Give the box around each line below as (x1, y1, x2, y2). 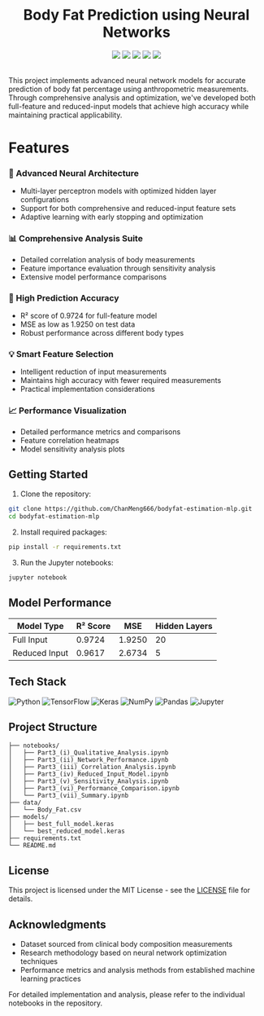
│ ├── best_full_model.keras (8, 820, 115, 829)
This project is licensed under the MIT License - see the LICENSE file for (8, 886, 250, 895)
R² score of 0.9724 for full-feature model (19, 311, 158, 321)
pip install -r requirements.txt (8, 543, 122, 552)
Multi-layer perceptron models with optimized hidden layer (19, 186, 217, 196)
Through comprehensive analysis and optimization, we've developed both (8, 92, 256, 103)
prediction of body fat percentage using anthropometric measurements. (8, 84, 249, 94)
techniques (19, 956, 58, 966)
